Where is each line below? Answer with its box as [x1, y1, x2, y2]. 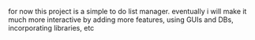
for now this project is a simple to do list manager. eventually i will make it [8, 7, 247, 16]
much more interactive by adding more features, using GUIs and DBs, [8, 15, 234, 24]
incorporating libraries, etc [8, 24, 95, 32]
